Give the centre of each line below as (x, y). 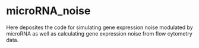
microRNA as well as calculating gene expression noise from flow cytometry (99, 33)
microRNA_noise (48, 11)
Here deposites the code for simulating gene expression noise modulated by (99, 27)
